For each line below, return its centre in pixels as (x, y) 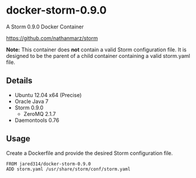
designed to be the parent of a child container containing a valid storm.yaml (98, 56)
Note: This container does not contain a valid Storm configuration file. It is (97, 49)
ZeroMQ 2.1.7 (40, 114)
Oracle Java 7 (32, 101)
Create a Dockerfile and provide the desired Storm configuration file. (89, 153)
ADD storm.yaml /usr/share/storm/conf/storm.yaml (68, 169)
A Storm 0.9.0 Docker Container (45, 27)
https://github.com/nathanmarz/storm (52, 38)
